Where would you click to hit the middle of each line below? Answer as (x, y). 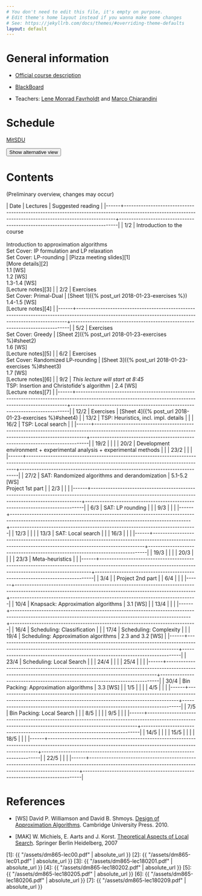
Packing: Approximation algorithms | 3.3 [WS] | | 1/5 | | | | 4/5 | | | (87, 688)
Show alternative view (34, 153)
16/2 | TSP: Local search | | (40, 424)
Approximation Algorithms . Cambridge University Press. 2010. (92, 825)
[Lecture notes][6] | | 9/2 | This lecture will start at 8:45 (75, 379)
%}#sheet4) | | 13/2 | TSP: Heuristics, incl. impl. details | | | (121, 418)
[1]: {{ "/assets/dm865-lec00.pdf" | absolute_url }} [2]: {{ (77, 855)
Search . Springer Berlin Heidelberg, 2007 (66, 843)
